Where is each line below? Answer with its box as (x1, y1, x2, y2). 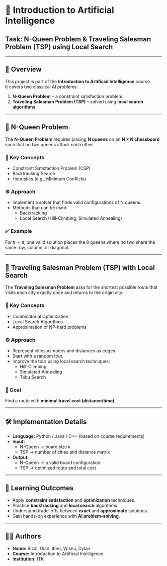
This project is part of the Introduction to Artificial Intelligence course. (5, 78, 152, 84)
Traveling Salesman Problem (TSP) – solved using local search (12, 98, 144, 104)
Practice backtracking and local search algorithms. (12, 502, 119, 508)
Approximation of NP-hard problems (12, 324, 87, 330)
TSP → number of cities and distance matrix (19, 449, 110, 455)
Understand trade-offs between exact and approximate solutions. (12, 507, 148, 514)
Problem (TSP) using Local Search (5, 42, 113, 51)
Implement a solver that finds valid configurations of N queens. (12, 199, 142, 205)
